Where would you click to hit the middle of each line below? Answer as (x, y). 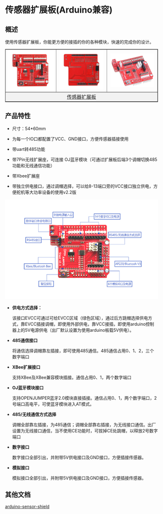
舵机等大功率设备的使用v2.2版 (46, 192)
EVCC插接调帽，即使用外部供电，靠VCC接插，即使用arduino (85, 324)
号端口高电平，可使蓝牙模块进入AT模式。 (53, 404)
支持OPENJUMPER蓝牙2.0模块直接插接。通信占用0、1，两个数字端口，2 (84, 398)
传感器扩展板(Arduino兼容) (59, 10)
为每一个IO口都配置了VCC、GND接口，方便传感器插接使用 (70, 139)
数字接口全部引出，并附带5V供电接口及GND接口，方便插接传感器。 (79, 457)
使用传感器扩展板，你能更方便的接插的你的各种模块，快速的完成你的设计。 (79, 42)
